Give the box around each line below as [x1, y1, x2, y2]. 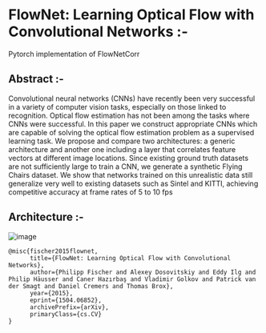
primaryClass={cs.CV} [29, 310, 103, 318]
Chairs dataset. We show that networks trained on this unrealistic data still [8, 170, 253, 179]
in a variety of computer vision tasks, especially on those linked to [8, 102, 227, 111]
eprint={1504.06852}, [29, 296, 103, 304]
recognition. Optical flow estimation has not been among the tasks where [8, 110, 250, 120]
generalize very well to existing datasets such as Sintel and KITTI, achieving [8, 179, 259, 188]
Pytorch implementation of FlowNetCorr [8, 49, 140, 58]
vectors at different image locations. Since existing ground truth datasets [8, 153, 249, 162]
